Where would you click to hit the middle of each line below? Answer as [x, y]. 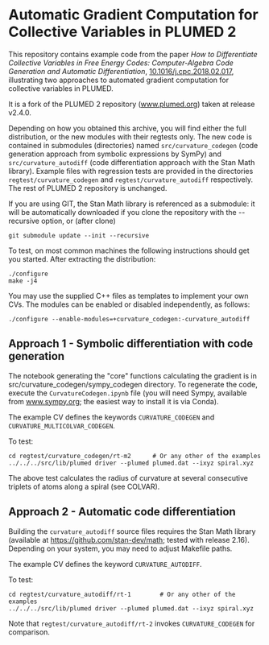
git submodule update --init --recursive [79, 235]
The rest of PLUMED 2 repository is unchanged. [88, 188]
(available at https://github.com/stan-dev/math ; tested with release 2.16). [129, 540]
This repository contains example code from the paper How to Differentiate [133, 54]
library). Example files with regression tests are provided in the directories [131, 171]
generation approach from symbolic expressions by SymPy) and [115, 154]
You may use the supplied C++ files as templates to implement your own [128, 296]
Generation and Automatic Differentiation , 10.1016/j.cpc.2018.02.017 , [121, 71]
